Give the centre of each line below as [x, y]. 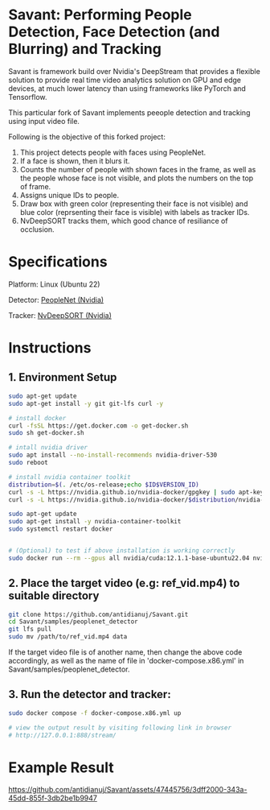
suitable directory [54, 596]
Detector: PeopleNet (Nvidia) [56, 300]
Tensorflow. [28, 97]
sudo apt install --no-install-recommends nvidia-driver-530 [113, 455]
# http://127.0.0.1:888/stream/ [62, 735]
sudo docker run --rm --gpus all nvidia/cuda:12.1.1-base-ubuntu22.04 [129, 558]
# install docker [37, 418]
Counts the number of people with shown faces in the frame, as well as [138, 169]
